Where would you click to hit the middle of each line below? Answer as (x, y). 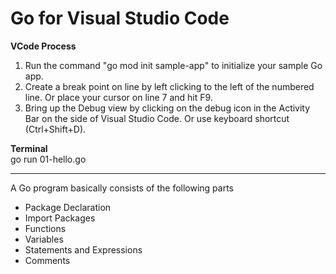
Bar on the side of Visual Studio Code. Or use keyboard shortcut (157, 118)
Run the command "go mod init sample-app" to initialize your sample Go (173, 65)
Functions (45, 228)
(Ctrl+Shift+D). (55, 129)
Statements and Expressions (83, 249)
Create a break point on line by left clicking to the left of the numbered (169, 86)
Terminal (29, 148)
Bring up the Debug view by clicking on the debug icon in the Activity (167, 108)
